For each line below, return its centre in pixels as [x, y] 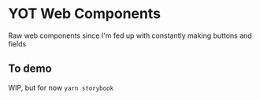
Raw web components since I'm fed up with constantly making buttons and [130, 35]
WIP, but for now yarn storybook [61, 87]
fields [17, 43]
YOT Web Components [85, 14]
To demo [30, 69]
